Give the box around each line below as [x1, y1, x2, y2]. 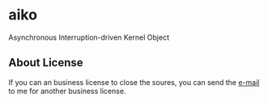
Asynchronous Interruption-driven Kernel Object [8, 32, 170, 42]
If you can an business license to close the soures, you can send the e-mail [8, 77, 260, 87]
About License [8, 56, 83, 70]
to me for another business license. [8, 86, 126, 96]
